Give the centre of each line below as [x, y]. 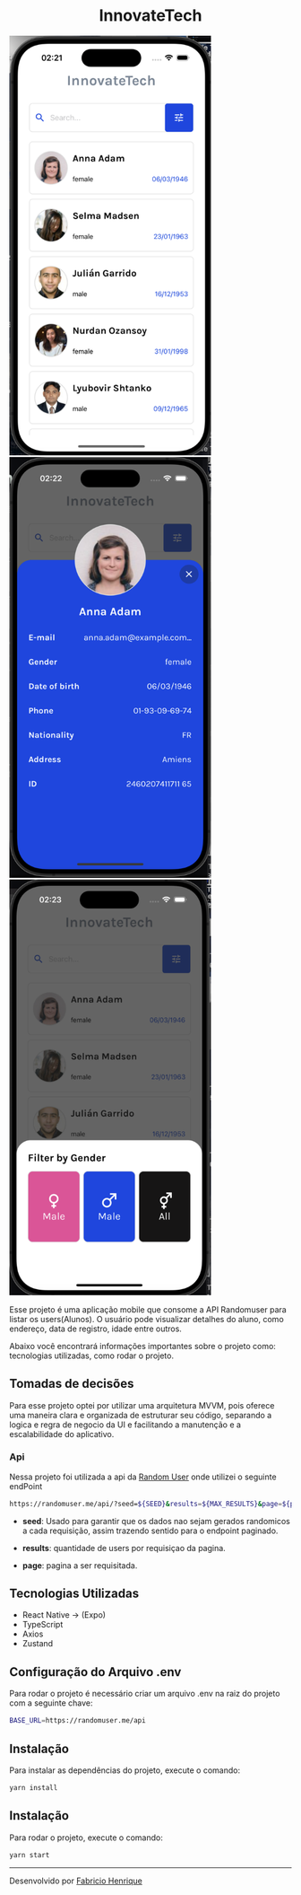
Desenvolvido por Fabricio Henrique [76, 1881]
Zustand [38, 1644]
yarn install [34, 1787]
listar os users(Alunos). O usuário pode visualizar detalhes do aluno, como [146, 1319]
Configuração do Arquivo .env [95, 1672]
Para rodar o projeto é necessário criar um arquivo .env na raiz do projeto [145, 1694]
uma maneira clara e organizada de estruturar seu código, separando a [141, 1415]
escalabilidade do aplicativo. [62, 1434]
